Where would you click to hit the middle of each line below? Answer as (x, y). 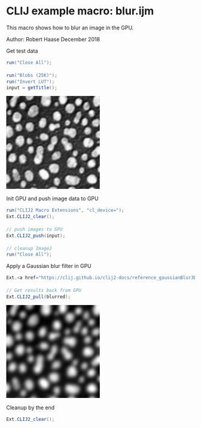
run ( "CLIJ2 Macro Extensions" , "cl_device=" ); (65, 210)
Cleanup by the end (31, 407)
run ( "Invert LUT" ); (31, 82)
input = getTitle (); (32, 88)
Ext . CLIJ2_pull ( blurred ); (38, 297)
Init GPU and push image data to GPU (52, 198)
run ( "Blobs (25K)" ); (32, 75)
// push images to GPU (34, 229)
